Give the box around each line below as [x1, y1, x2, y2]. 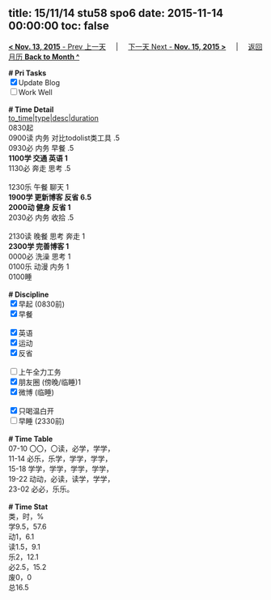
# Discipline [8, 289, 49, 299]
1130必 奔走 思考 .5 [8, 163, 71, 173]
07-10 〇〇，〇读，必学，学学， [8, 444, 115, 453]
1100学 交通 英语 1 [8, 153, 68, 163]
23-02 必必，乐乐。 [8, 484, 74, 494]
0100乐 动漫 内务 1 [8, 261, 70, 271]
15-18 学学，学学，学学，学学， [8, 464, 113, 474]
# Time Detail [8, 105, 54, 114]
